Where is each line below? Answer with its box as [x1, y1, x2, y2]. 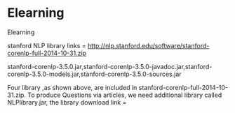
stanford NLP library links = [7, 41, 86, 50]
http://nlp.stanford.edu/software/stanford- [87, 41, 210, 50]
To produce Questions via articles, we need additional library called [27, 91, 222, 99]
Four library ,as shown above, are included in [7, 83, 137, 91]
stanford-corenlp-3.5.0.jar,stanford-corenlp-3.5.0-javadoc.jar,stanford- [7, 62, 213, 70]
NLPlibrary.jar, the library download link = [7, 98, 127, 106]
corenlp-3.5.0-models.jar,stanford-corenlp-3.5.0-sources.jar [7, 70, 182, 78]
